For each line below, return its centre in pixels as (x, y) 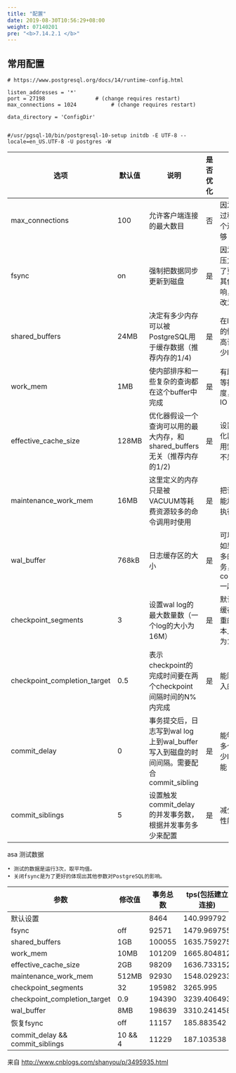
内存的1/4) (173, 358)
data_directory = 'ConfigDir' (52, 117)
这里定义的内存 (173, 480)
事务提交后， (170, 721)
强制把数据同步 (173, 271)
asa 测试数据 (26, 854)
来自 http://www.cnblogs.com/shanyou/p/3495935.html (88, 1062)
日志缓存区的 (170, 556)
